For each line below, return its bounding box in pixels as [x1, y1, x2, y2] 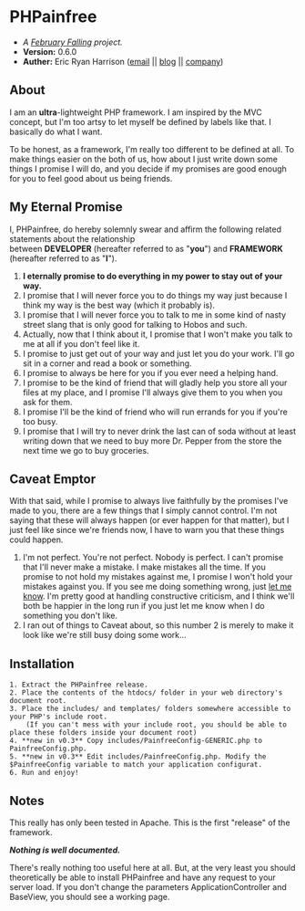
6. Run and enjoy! [9, 769, 79, 778]
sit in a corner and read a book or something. [22, 358, 193, 369]
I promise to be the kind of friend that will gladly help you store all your [22, 377, 288, 388]
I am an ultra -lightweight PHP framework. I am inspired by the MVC [9, 107, 262, 118]
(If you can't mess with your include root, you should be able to [25, 720, 287, 729]
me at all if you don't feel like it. [22, 338, 140, 349]
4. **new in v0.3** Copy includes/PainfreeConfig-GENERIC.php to [9, 737, 262, 746]
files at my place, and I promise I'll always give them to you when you [22, 386, 283, 398]
